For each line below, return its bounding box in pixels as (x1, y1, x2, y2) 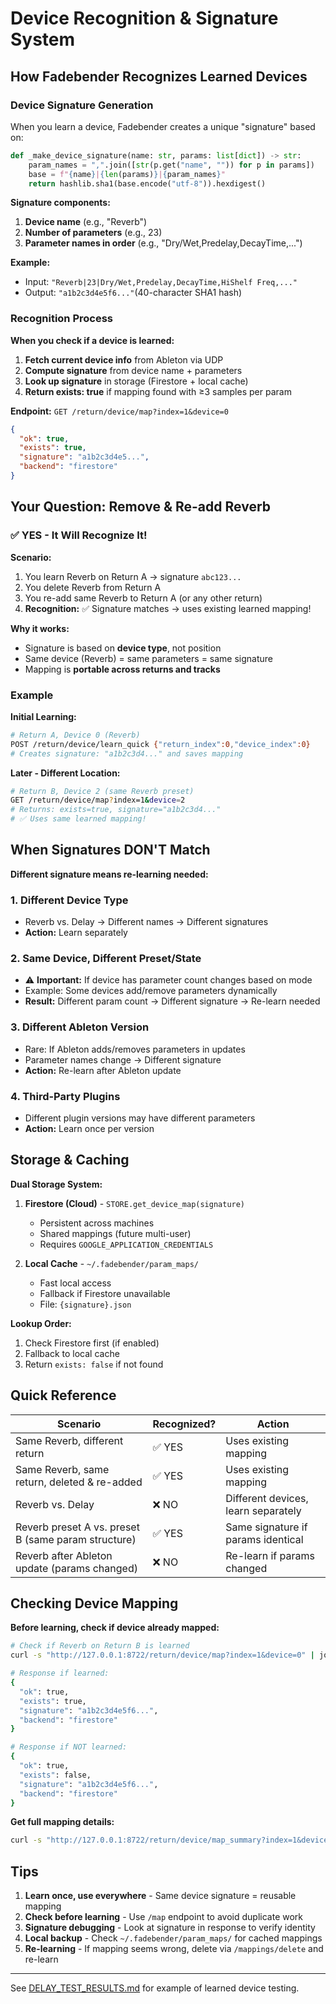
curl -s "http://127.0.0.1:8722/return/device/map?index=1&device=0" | (10, 1650, 315, 1661)
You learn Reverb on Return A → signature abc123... (24, 570, 242, 582)
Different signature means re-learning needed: (10, 868, 209, 880)
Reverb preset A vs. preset (15, 1520, 140, 1534)
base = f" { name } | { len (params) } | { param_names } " (28, 169, 226, 179)
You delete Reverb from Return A (24, 581, 162, 593)
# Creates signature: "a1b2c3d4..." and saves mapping (10, 748, 244, 759)
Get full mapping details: (10, 1816, 115, 1828)
